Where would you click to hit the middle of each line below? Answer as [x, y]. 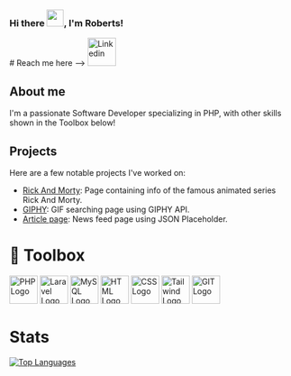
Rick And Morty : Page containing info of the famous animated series [149, 190]
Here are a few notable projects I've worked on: [98, 172]
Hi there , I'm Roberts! [67, 23]
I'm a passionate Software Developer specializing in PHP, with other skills [145, 114]
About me [37, 92]
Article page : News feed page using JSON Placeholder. [125, 219]
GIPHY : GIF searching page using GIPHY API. [106, 209]
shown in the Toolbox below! [63, 123]
